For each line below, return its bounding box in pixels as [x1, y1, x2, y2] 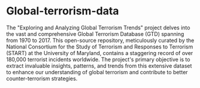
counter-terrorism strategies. [6, 75, 78, 82]
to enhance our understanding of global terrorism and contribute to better [6, 68, 188, 75]
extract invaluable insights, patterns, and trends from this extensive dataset [6, 62, 192, 69]
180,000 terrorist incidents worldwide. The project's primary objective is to [6, 56, 190, 63]
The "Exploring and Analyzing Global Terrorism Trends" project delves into [6, 24, 190, 31]
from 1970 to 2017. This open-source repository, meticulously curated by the [6, 37, 195, 44]
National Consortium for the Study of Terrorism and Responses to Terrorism [6, 43, 193, 50]
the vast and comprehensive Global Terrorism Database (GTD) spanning [6, 30, 184, 37]
